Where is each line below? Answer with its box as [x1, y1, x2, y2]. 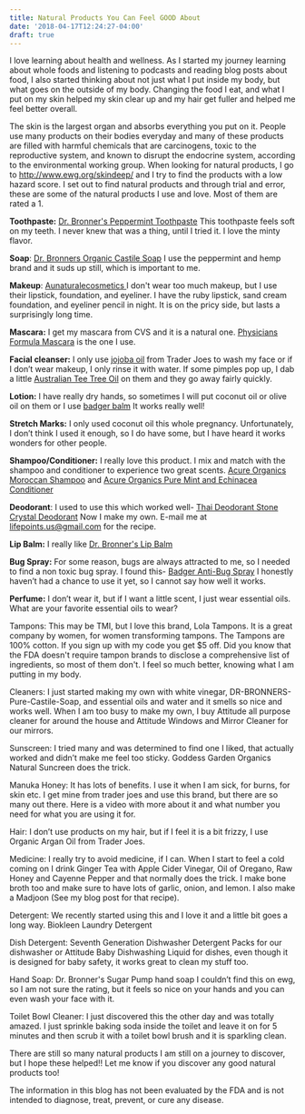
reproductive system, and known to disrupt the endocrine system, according [9, 150, 296, 161]
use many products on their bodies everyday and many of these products [9, 131, 284, 142]
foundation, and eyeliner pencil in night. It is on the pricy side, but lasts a [9, 299, 280, 310]
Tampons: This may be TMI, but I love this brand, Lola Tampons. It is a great [9, 620, 293, 632]
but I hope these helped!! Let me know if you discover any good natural [9, 1058, 276, 1069]
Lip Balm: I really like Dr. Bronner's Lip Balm [9, 538, 173, 550]
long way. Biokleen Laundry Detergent [9, 919, 152, 930]
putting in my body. [9, 669, 82, 680]
